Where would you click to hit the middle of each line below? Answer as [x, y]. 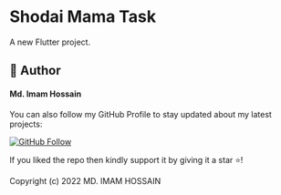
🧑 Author [35, 71]
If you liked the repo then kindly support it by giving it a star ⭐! [126, 159]
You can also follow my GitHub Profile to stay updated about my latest [140, 114]
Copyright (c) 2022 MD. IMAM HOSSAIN [85, 180]
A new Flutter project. [50, 42]
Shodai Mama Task [83, 17]
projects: [26, 124]
